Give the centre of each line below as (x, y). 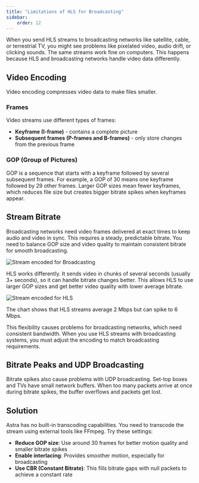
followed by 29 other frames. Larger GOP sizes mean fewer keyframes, (93, 185)
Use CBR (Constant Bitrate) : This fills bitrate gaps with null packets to (101, 468)
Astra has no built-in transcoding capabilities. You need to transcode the (95, 425)
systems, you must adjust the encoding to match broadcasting (83, 340)
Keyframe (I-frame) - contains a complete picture (76, 132)
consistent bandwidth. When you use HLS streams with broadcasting (91, 333)
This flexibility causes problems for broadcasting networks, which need (94, 327)
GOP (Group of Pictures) (42, 160)
